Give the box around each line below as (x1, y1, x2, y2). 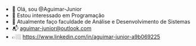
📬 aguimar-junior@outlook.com (11, 25, 92, 32)
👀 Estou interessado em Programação (11, 12, 105, 19)
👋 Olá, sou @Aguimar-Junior (11, 6, 82, 12)
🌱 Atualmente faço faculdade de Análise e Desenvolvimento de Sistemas (11, 18, 191, 25)
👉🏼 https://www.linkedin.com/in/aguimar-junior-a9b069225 (11, 33, 161, 40)
